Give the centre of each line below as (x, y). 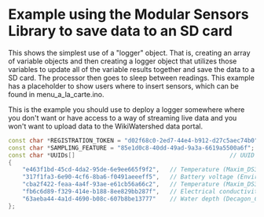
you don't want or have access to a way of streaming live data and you (123, 118)
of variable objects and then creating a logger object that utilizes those (123, 61)
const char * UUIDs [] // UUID (132, 155)
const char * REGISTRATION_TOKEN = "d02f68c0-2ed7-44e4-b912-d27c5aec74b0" (133, 140)
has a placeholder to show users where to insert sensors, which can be (124, 86)
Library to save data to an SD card (121, 31)
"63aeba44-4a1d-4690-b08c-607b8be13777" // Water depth (121, 199)
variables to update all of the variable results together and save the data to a (132, 69)
